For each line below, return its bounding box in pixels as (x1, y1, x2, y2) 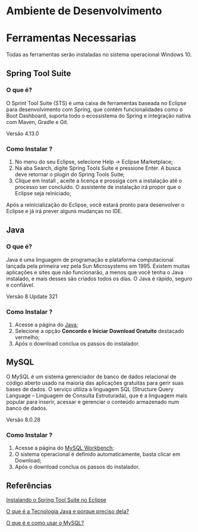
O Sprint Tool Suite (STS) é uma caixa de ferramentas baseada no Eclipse (6, 99, 187, 106)
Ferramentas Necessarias (6, 31, 137, 45)
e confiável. (6, 281, 35, 289)
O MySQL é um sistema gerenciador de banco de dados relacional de (6, 373, 177, 380)
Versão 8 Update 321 (6, 293, 58, 300)
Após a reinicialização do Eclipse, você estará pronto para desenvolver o (6, 201, 185, 208)
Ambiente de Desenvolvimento (6, 4, 162, 18)
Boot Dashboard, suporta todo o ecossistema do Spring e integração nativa (6, 112, 191, 119)
